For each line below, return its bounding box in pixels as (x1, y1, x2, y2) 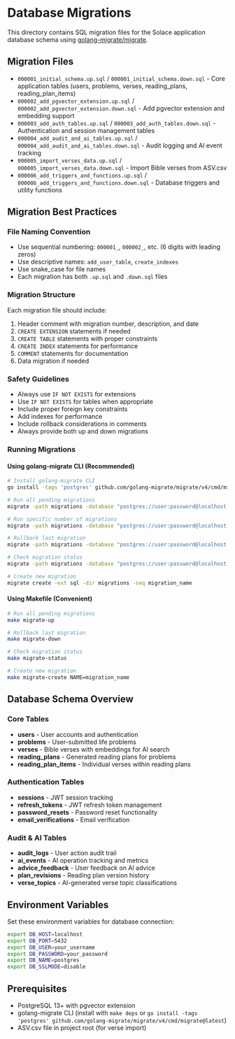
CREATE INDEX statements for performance (17, 341, 138, 350)
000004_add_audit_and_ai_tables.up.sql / (17, 134, 138, 142)
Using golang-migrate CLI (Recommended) (7, 461, 135, 470)
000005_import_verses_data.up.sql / (17, 156, 122, 164)
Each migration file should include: (7, 306, 107, 314)
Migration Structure (7, 290, 76, 300)
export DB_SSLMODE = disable (7, 963, 86, 970)
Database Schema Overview (7, 694, 134, 705)
